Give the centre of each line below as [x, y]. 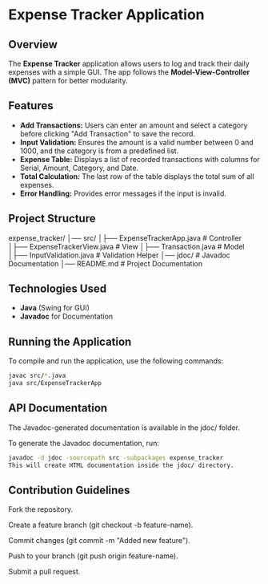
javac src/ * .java [37, 376]
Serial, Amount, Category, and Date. [79, 168]
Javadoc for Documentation [66, 316]
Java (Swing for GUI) [55, 308]
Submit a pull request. [44, 572]
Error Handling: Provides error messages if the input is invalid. [123, 193]
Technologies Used [57, 289]
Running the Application [70, 341]
